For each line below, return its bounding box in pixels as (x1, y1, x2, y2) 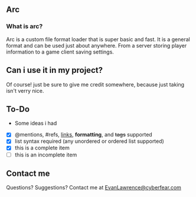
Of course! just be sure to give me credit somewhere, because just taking (6, 81, 185, 88)
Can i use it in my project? (6, 65, 103, 75)
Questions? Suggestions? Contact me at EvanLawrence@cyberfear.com (6, 184, 182, 191)
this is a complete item (14, 144, 70, 152)
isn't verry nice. (6, 87, 44, 94)
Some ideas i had (14, 120, 57, 127)
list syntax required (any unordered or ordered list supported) (14, 138, 164, 145)
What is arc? (6, 22, 43, 31)
